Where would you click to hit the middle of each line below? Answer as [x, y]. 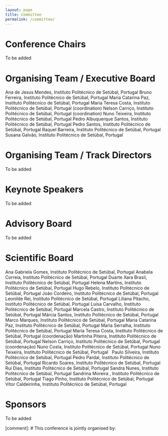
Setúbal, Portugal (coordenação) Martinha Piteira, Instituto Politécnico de [81, 336]
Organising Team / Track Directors [78, 155]
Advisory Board [38, 224]
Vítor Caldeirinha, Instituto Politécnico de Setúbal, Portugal [66, 384]
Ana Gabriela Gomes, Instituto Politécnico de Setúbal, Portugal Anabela [79, 272]
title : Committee [23, 15]
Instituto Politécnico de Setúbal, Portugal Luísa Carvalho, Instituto [73, 304]
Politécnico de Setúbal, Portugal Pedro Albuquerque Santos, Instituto [76, 119]
